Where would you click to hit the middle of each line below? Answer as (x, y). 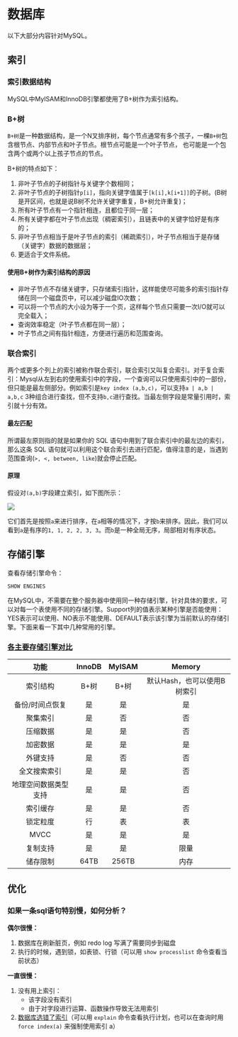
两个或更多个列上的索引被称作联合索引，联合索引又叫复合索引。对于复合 (113, 370)
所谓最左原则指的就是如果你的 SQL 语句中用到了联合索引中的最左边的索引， (118, 440)
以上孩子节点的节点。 (75, 153)
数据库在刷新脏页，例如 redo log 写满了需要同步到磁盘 (97, 943)
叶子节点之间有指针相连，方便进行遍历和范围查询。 (92, 333)
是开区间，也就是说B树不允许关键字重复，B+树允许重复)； (102, 201)
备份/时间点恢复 (40, 705)
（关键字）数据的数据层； (55, 245)
